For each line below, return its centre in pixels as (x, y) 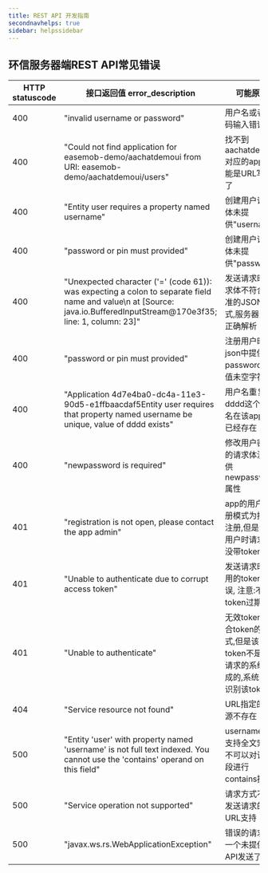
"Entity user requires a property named (137, 207)
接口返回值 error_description (140, 93)
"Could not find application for (120, 147)
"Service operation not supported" (128, 805)
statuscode (34, 98)
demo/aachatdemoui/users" (116, 177)
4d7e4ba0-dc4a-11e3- (159, 394)
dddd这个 (242, 404)
